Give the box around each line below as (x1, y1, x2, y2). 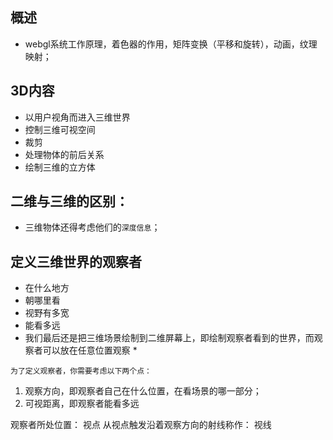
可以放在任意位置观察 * (42, 344, 138, 357)
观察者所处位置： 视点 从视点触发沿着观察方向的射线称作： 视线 (10, 419, 272, 431)
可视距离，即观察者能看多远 (24, 398, 140, 410)
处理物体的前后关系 (24, 148, 105, 160)
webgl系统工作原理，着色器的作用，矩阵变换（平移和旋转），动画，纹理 (24, 38, 318, 50)
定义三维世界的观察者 (10, 253, 142, 270)
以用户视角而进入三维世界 (24, 111, 131, 123)
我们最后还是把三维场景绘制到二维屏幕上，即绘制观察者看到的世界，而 (24, 332, 315, 344)
